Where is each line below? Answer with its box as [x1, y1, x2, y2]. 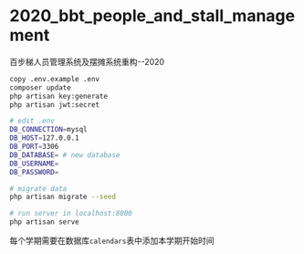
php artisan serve [9, 217, 79, 227]
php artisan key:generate [9, 91, 108, 101]
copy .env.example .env [9, 74, 100, 83]
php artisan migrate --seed [9, 193, 117, 202]
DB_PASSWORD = [9, 167, 59, 176]
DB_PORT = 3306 [9, 143, 59, 152]
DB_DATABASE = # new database [9, 150, 121, 160]
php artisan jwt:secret [9, 100, 100, 110]
